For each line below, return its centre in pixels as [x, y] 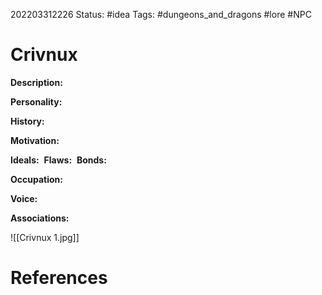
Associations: [40, 218]
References [59, 278]
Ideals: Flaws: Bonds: [58, 160]
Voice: [24, 198]
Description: [36, 82]
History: [27, 121]
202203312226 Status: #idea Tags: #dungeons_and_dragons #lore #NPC [161, 14]
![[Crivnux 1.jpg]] [45, 237]
